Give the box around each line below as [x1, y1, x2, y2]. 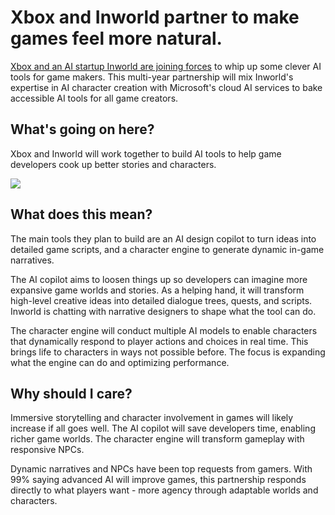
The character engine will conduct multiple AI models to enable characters [10, 324, 318, 336]
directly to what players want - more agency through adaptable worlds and [10, 484, 319, 496]
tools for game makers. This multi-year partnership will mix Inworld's [10, 71, 294, 83]
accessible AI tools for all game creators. [10, 92, 179, 104]
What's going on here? [10, 121, 155, 138]
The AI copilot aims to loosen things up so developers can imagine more [10, 273, 308, 285]
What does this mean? [10, 206, 153, 223]
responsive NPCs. [10, 444, 85, 456]
